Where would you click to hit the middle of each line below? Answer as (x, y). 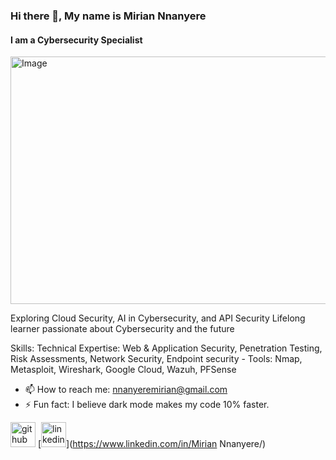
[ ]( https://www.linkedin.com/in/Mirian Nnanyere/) (152, 444)
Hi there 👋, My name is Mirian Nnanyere (108, 16)
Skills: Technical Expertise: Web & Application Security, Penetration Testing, (166, 348)
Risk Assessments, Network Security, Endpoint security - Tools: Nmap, (156, 359)
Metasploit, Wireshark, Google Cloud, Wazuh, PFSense (123, 370)
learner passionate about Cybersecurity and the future (122, 329)
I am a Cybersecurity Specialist (76, 40)
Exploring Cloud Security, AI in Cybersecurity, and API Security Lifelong (158, 318)
